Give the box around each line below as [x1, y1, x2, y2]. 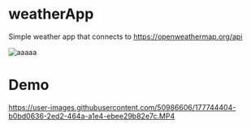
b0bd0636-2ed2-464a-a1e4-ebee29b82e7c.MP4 [8, 111, 175, 121]
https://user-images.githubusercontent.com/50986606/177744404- [8, 102, 236, 112]
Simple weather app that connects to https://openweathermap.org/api [8, 32, 243, 41]
